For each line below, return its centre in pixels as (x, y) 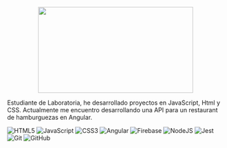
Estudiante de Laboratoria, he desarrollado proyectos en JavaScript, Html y (114, 103)
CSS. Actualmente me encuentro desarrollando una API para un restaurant (112, 110)
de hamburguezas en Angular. (50, 117)
